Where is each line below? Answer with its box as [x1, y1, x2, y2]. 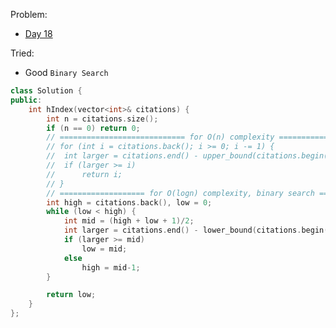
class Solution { [10, 86, 83, 96]
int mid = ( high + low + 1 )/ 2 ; [63, 216, 195, 226]
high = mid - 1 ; [81, 262, 141, 273]
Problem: [10, 9, 48, 20]
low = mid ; [81, 244, 128, 254]
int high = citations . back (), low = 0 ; [46, 197, 213, 208]
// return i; [46, 169, 123, 179]
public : [10, 95, 43, 105]
